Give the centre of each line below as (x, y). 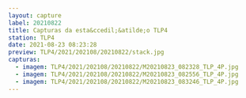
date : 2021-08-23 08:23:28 (53, 45)
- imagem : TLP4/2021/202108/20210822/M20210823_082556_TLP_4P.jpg (127, 74)
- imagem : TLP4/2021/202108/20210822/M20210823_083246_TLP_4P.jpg (127, 81)
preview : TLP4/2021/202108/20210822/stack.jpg (86, 52)
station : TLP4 (32, 38)
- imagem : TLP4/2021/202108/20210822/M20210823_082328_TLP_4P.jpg (127, 67)
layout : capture (35, 15)
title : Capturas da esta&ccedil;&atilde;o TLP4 (88, 30)
